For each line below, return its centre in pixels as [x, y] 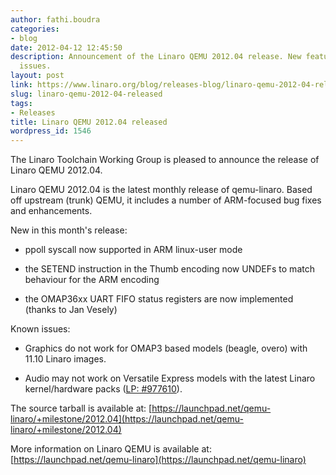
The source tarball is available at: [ [81, 408]
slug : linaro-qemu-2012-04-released [86, 94]
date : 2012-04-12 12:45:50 [66, 47]
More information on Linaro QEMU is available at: [111, 449]
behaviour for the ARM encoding [92, 280]
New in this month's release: [69, 230]
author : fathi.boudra [55, 19]
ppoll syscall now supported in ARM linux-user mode [133, 250]
